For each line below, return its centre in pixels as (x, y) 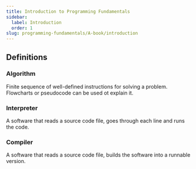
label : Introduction (36, 22)
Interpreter (22, 108)
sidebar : (17, 17)
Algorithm (21, 74)
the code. (18, 127)
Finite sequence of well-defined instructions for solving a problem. (87, 86)
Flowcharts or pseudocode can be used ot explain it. (70, 93)
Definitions (27, 57)
